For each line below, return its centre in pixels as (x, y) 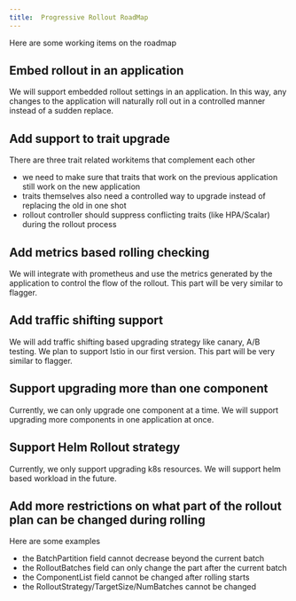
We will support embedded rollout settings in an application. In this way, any (148, 92)
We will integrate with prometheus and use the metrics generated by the (141, 274)
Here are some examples (55, 542)
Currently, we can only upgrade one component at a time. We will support (144, 410)
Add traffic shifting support (86, 320)
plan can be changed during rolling (107, 520)
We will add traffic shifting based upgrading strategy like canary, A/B (135, 342)
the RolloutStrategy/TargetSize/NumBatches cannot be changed (139, 587)
